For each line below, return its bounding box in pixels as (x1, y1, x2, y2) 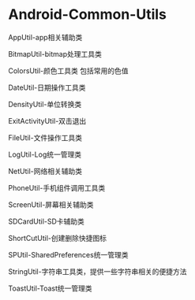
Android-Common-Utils (8, 6, 167, 24)
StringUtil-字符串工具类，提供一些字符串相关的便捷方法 (8, 266, 187, 276)
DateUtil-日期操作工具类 (8, 83, 86, 92)
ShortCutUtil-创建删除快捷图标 (8, 233, 107, 243)
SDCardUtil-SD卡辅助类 (8, 217, 85, 226)
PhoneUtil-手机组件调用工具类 (8, 183, 106, 192)
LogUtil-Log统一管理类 (8, 150, 82, 159)
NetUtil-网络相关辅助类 (8, 166, 83, 176)
